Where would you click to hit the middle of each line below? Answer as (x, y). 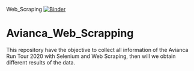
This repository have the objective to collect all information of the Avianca (97, 50)
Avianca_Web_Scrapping (70, 33)
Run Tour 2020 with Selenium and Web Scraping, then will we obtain (91, 56)
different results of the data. (41, 62)
